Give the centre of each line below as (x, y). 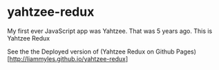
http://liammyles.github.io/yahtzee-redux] (69, 58)
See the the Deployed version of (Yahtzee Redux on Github (91, 51)
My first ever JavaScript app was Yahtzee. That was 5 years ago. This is (110, 31)
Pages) (186, 51)
